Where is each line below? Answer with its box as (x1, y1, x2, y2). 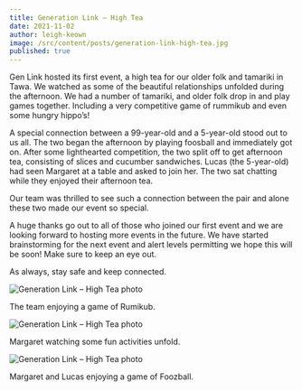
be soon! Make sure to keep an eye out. (9, 249, 156, 260)
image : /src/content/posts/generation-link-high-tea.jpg (9, 38, 229, 48)
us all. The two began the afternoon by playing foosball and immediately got (9, 137, 293, 148)
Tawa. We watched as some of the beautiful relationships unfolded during (9, 81, 285, 92)
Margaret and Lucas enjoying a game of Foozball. (9, 371, 194, 382)
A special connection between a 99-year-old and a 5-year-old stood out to (9, 127, 288, 138)
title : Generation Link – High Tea (9, 13, 144, 23)
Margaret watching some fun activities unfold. (9, 336, 181, 348)
